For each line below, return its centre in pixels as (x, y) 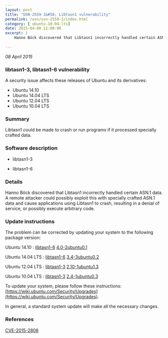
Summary (17, 119)
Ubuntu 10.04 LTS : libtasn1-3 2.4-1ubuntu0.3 (52, 276)
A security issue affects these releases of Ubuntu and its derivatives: (76, 80)
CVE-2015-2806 (22, 330)
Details (14, 181)
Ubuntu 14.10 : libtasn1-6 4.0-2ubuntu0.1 (46, 247)
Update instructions (30, 221)
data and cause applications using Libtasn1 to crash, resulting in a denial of (82, 203)
